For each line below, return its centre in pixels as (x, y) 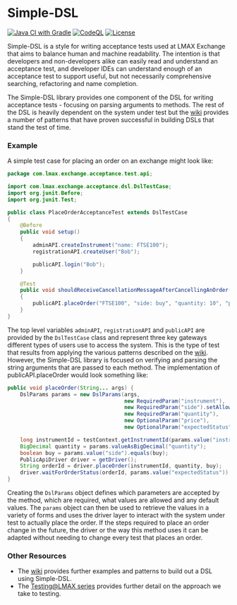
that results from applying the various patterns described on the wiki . (108, 352)
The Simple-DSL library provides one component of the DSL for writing (110, 97)
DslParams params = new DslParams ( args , (80, 394)
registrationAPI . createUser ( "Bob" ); (86, 252)
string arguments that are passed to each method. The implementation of (114, 367)
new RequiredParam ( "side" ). (165, 408)
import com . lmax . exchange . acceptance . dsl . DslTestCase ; (90, 187)
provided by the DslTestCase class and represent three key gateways (107, 337)
